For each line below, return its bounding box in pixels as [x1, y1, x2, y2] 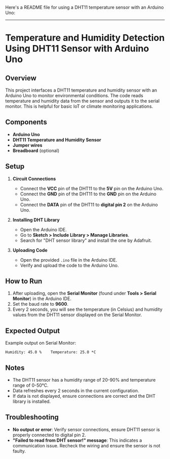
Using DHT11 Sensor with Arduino [5, 43, 149, 55]
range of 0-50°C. [12, 382, 49, 389]
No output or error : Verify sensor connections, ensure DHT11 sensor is [12, 426, 160, 432]
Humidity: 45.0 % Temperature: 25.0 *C [5, 350, 96, 355]
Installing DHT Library [12, 217, 60, 223]
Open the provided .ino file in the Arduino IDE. [20, 257, 117, 263]
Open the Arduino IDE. [20, 226, 67, 232]
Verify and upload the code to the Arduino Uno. [20, 262, 119, 268]
